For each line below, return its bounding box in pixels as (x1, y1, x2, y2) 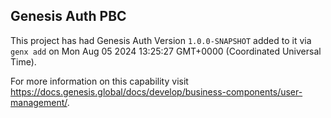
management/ (10, 96, 68, 108)
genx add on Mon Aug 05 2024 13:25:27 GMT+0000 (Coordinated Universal (10, 45, 322, 57)
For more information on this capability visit (10, 75, 189, 87)
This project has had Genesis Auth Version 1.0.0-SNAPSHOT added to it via (10, 34, 312, 46)
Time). (10, 55, 37, 68)
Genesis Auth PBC (10, 8, 127, 25)
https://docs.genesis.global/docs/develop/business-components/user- (10, 85, 303, 98)
